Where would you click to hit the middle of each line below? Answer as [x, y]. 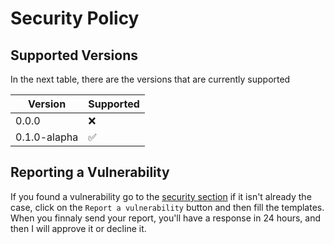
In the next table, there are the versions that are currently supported [150, 79]
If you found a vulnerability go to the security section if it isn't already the [161, 196]
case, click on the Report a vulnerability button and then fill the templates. [167, 207]
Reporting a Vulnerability [90, 172]
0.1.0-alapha [47, 137]
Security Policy [75, 18]
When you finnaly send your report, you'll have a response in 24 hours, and [166, 218]
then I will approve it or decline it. [78, 228]
